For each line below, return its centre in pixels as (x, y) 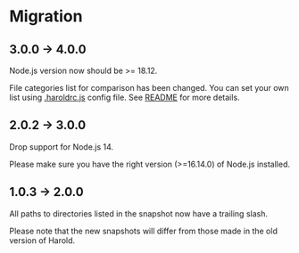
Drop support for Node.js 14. (62, 147)
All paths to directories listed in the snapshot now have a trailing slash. (138, 213)
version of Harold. (42, 240)
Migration (46, 16)
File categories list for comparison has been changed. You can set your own (149, 88)
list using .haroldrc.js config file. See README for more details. (125, 97)
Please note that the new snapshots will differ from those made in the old (144, 231)
